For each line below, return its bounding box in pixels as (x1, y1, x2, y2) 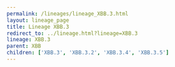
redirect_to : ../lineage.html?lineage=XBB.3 (6, 29, 138, 37)
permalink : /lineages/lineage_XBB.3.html (6, 10, 129, 17)
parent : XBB (6, 43, 41, 50)
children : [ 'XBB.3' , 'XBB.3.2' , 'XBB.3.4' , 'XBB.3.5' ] (6, 50, 169, 57)
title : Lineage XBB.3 (6, 23, 70, 30)
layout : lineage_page (6, 17, 70, 24)
